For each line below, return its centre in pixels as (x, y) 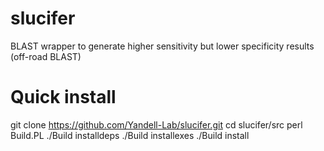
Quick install (63, 97)
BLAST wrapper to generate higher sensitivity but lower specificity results (162, 46)
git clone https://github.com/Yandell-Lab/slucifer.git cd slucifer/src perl (156, 124)
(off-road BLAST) (46, 56)
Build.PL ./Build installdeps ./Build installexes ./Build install (130, 135)
